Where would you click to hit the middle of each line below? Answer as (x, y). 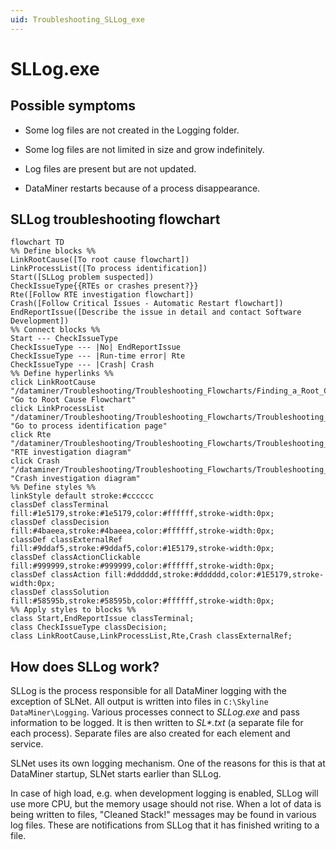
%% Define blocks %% (53, 251)
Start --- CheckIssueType (64, 339)
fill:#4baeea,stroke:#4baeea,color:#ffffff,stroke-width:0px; (142, 531)
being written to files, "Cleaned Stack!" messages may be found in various (163, 815)
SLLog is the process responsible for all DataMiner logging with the (148, 691)
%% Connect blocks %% (55, 330)
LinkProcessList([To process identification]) (109, 269)
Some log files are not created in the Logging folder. (132, 130)
